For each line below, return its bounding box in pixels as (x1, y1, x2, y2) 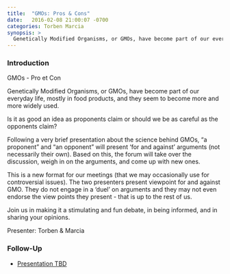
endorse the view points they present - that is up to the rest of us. (7, 193, 192, 201)
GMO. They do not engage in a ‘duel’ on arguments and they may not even (7, 185, 217, 194)
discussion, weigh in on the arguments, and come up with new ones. (7, 157, 201, 165)
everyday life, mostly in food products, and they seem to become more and (7, 94, 219, 103)
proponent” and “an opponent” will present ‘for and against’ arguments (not (7, 143, 220, 151)
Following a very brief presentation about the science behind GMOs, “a (7, 135, 207, 144)
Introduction (7, 58, 49, 68)
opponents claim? (7, 122, 57, 130)
